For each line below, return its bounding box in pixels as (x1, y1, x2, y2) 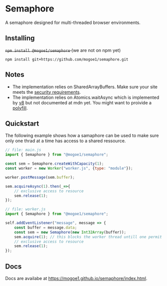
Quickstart (5, 119, 39, 128)
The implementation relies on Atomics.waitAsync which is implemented (12, 94, 159, 100)
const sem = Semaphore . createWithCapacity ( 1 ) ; (5, 161, 104, 166)
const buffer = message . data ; (14, 225, 77, 230)
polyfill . (12, 105, 28, 111)
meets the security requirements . (12, 89, 81, 95)
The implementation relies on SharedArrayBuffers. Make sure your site (12, 83, 158, 90)
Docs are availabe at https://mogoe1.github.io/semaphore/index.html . (5, 275, 147, 281)
